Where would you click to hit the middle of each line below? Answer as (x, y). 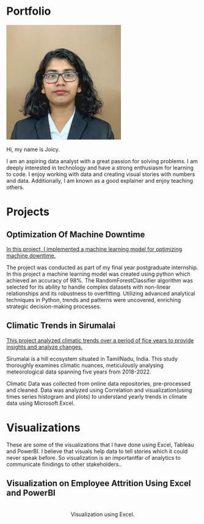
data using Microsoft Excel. (41, 403)
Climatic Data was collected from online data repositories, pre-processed (99, 383)
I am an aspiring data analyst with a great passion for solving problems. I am (102, 161)
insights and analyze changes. (45, 347)
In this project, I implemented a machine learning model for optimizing (94, 249)
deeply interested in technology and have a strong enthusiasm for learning (100, 168)
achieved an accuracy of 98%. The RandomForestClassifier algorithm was (100, 280)
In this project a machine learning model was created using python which (98, 274)
